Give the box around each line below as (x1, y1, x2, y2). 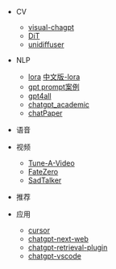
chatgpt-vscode (27, 251, 82, 261)
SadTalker (27, 175, 62, 185)
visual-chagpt (27, 23, 75, 32)
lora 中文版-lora (27, 72, 81, 82)
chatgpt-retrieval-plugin (27, 242, 108, 252)
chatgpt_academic (27, 100, 90, 109)
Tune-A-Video (27, 158, 75, 168)
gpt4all (27, 91, 52, 100)
